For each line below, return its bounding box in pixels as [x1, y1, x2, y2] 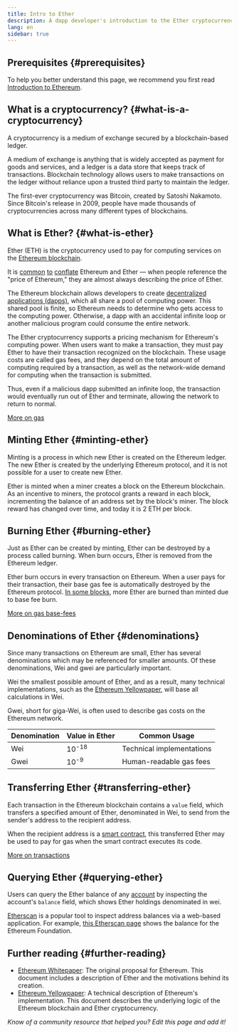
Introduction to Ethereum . [7, 83, 83, 92]
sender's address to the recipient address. [7, 815, 132, 824]
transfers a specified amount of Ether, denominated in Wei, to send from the [7, 808, 230, 817]
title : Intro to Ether [7, 10, 75, 18]
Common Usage [139, 731, 195, 741]
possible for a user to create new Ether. [7, 467, 123, 477]
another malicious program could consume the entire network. [7, 319, 191, 327]
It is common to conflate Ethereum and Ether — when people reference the [7, 267, 228, 276]
